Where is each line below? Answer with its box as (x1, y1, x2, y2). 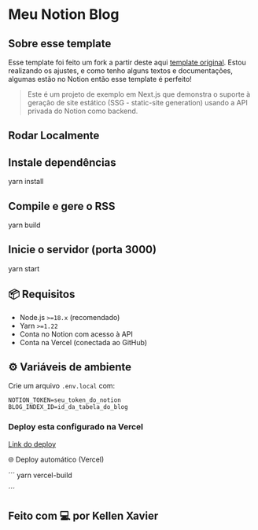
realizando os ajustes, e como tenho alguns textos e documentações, (8, 66, 234, 75)
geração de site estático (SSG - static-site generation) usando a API (27, 98, 248, 107)
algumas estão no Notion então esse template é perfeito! (8, 75, 193, 83)
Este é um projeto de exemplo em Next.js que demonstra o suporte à (27, 90, 251, 99)
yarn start (8, 263, 40, 273)
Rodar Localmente (8, 129, 100, 142)
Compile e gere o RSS (8, 199, 116, 213)
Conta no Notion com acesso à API (19, 329, 134, 339)
